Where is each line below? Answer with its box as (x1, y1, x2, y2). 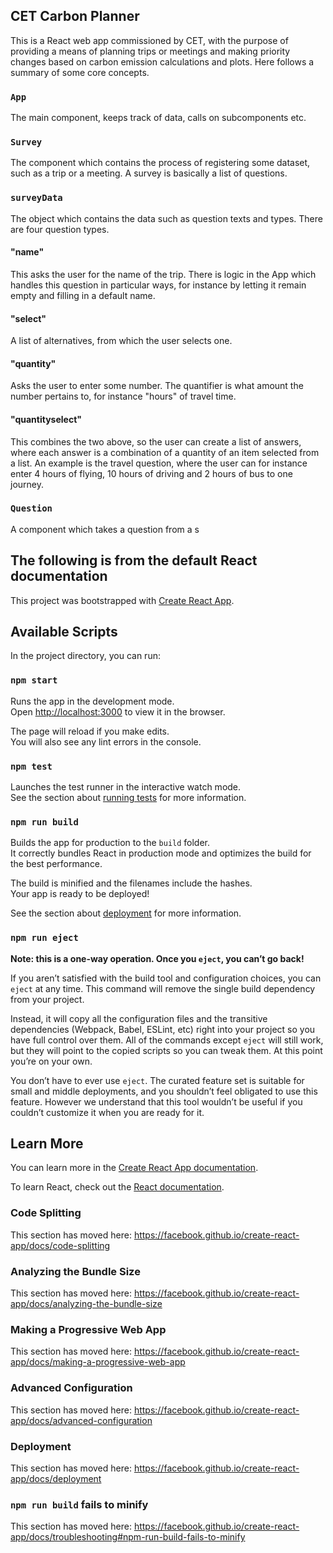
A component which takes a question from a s (10, 523, 200, 535)
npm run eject (10, 932, 79, 944)
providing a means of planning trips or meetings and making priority (10, 45, 291, 57)
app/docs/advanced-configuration (10, 1414, 153, 1426)
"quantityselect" (10, 413, 83, 425)
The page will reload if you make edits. (10, 725, 170, 737)
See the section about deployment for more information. (10, 907, 242, 919)
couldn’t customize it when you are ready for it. (10, 1106, 205, 1118)
